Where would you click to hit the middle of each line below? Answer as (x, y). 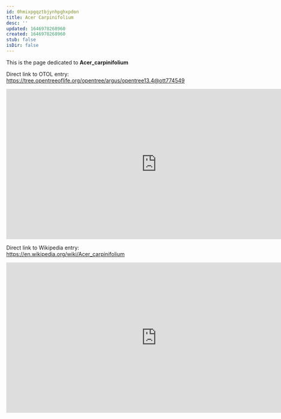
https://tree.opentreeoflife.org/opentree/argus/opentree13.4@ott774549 (95, 80)
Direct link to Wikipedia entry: (43, 248)
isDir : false (23, 46)
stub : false (21, 40)
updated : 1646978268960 (36, 29)
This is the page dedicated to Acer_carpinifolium (68, 62)
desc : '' (17, 23)
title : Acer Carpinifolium (40, 17)
